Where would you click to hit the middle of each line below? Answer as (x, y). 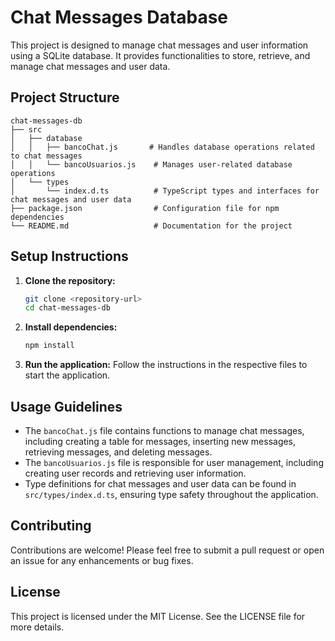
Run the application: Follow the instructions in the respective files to (166, 365)
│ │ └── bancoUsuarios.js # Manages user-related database (151, 164)
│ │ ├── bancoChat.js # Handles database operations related (162, 147)
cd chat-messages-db (67, 308)
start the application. (67, 375)
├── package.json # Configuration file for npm (145, 208)
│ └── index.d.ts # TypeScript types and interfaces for (165, 191)
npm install (49, 346)
